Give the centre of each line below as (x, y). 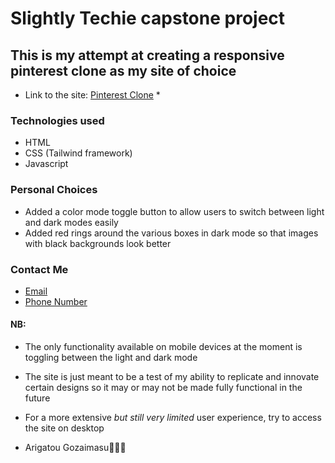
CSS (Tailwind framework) (78, 153)
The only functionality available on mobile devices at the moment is (163, 347)
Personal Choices (54, 190)
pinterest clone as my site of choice (123, 70)
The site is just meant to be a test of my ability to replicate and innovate (172, 377)
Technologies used (57, 120)
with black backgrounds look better (98, 243)
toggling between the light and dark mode (111, 358)
